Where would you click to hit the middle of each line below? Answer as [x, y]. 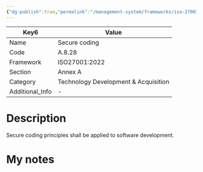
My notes [30, 159]
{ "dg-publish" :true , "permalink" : [48, 12]
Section [20, 72]
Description [36, 118]
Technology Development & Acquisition [114, 81]
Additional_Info [31, 91]
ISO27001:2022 [81, 62]
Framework [25, 62]
